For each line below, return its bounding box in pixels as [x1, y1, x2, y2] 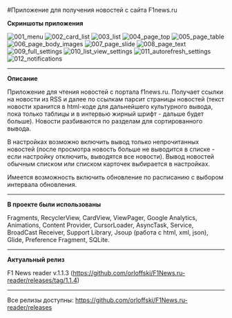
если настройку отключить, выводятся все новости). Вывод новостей [7, 152, 215, 161]
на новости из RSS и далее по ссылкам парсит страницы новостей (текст [7, 95, 224, 103]
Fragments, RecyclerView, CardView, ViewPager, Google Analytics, [7, 214, 197, 221]
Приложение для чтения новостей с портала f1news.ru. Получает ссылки [7, 88, 224, 96]
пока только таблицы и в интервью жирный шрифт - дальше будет [7, 110, 204, 118]
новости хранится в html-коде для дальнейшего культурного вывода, [7, 103, 213, 110]
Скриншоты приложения [7, 19, 84, 27]
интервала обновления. [7, 181, 77, 188]
